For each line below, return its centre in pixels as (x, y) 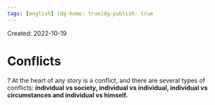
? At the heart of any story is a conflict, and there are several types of (106, 80)
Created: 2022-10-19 (37, 33)
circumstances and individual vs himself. (68, 95)
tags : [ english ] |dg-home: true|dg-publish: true (80, 13)
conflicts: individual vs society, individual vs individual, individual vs (108, 88)
